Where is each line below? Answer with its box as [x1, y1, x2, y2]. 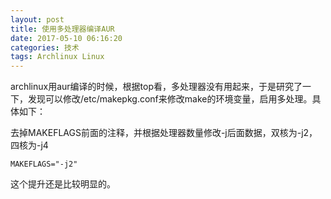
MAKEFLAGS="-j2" [10, 159, 78, 170]
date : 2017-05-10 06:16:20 [10, 33, 123, 43]
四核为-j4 [10, 139, 49, 151]
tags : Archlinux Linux [10, 52, 105, 62]
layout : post [10, 14, 65, 25]
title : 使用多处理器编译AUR [10, 24, 115, 34]
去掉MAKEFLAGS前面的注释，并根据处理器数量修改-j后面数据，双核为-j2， [10, 127, 318, 139]
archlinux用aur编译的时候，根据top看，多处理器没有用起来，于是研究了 [10, 81, 303, 93]
